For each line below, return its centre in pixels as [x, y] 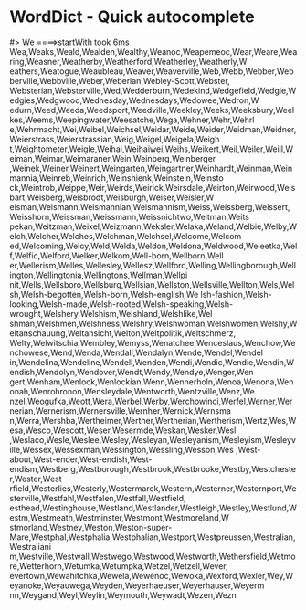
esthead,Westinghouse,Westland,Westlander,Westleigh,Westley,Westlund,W [153, 508]
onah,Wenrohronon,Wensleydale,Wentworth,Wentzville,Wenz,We [132, 391]
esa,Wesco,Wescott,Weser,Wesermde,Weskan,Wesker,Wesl [123, 430]
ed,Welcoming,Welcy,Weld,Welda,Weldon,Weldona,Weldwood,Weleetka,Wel [153, 246]
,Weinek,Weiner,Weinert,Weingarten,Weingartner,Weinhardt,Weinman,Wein [151, 168]
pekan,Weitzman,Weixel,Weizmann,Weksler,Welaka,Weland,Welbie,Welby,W [153, 226]
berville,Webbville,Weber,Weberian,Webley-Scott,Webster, [120, 80]
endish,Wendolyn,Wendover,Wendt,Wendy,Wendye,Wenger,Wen [132, 372]
